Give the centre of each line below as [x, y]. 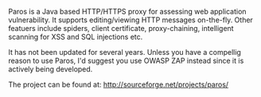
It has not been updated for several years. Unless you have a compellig [125, 52]
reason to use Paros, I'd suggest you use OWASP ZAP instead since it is [126, 60]
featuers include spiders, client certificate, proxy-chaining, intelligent [121, 28]
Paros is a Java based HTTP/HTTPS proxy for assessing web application [127, 12]
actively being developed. [51, 69]
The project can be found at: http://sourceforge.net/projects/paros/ [119, 84]
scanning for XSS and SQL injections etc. [76, 37]
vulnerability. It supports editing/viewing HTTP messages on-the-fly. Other [130, 20]
